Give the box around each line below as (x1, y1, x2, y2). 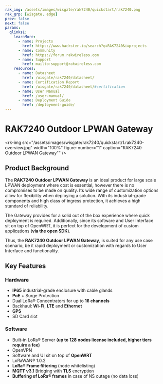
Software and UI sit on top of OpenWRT (12, 352, 92, 358)
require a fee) (12, 342, 40, 348)
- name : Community (18, 48, 55, 53)
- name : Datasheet (18, 71, 55, 76)
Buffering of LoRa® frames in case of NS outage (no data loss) (12, 373, 139, 379)
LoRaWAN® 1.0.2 (12, 357, 46, 364)
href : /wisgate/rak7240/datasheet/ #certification (22, 84, 125, 89)
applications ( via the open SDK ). (5, 228, 71, 234)
